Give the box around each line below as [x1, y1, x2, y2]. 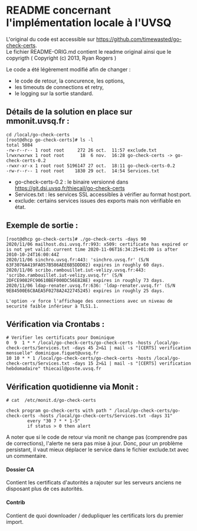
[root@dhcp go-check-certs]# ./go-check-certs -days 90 [6, 236, 146, 242]
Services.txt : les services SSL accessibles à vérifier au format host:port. [14, 191, 192, 198]
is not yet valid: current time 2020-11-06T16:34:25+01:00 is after [6, 246, 178, 253]
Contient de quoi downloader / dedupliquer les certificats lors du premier [6, 512, 184, 519]
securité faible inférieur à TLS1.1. [6, 303, 99, 309]
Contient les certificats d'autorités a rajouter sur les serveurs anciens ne [6, 479, 182, 486]
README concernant [6, 4, 111, 17]
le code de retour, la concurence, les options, [14, 77, 125, 84]
